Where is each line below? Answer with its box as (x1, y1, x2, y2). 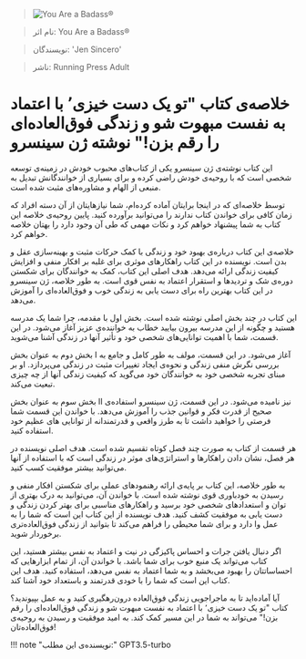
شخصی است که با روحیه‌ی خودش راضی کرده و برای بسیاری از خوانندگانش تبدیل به (10, 171, 292, 182)
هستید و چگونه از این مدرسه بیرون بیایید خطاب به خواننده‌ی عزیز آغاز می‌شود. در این (10, 322, 295, 333)
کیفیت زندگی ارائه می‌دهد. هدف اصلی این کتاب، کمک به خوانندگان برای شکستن (10, 265, 279, 276)
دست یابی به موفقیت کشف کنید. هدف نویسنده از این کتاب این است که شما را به (10, 509, 283, 520)
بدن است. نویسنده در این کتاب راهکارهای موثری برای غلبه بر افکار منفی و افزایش (10, 255, 288, 266)
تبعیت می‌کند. (10, 378, 56, 389)
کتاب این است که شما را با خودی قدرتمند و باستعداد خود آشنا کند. (10, 574, 230, 585)
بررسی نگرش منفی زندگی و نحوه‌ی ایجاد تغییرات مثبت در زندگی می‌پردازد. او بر (10, 358, 280, 369)
